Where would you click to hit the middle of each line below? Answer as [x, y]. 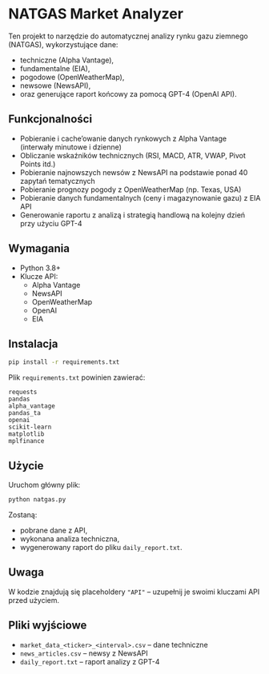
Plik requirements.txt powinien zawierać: [77, 377]
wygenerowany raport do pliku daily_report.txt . [101, 547]
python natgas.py [37, 500]
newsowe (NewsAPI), [55, 86]
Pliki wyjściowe [48, 626]
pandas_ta [25, 413]
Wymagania [39, 249]
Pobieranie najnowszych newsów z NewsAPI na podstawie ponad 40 [134, 172]
